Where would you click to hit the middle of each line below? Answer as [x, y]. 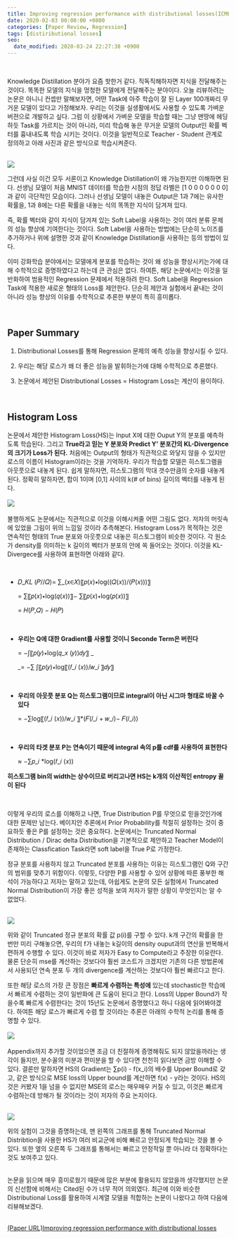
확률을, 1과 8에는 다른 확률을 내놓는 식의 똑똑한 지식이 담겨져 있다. [97, 205]
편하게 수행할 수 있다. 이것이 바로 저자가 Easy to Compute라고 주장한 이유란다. [115, 952]
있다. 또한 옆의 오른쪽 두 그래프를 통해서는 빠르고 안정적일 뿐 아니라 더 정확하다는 [118, 1148]
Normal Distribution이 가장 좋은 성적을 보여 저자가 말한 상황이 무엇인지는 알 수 [115, 890]
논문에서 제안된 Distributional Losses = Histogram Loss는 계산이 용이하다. [121, 381]
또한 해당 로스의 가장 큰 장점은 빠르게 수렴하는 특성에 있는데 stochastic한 [107, 985]
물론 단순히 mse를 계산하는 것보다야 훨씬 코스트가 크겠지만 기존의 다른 [103, 961]
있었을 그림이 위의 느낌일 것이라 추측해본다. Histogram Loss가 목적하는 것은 [119, 527]
